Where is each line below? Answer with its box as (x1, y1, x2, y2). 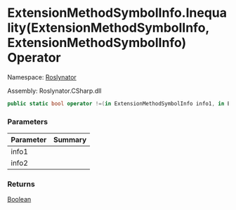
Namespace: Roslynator (7, 72, 77, 81)
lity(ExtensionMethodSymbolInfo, (7, 20, 209, 36)
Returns (7, 179, 35, 189)
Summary (53, 135, 87, 145)
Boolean (7, 195, 32, 204)
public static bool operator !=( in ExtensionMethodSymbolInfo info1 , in (7, 100, 225, 107)
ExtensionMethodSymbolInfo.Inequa (7, 5, 227, 21)
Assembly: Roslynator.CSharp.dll (7, 86, 102, 95)
